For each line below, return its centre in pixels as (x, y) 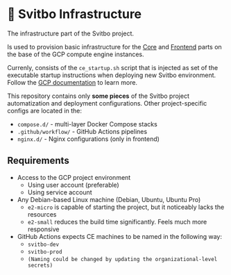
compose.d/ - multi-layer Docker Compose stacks (87, 124)
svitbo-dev (43, 244)
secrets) (40, 265)
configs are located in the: (44, 110)
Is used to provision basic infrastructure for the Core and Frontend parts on (114, 47)
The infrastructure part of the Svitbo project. (70, 33)
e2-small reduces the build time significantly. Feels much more (117, 222)
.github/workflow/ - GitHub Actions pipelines (82, 131)
